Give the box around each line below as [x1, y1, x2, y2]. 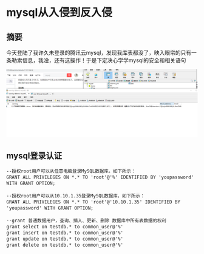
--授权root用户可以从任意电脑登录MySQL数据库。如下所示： [6, 168, 136, 174]
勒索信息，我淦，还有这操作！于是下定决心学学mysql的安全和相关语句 [11, 57, 186, 64]
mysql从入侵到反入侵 [6, 5, 112, 19]
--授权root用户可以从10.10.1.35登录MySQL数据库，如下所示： [6, 192, 145, 199]
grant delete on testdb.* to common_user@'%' [6, 242, 123, 248]
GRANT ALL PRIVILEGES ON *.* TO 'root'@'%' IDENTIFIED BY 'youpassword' [6, 174, 194, 180]
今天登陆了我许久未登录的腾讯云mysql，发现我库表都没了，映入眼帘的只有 [6, 49, 192, 56]
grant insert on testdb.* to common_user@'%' [6, 230, 123, 236]
